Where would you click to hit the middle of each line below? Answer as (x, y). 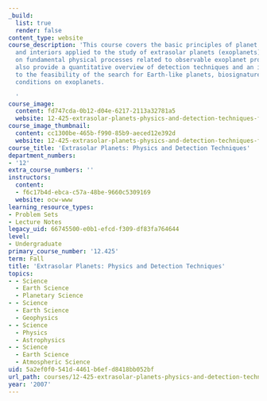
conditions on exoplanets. (60, 82)
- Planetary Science (49, 296)
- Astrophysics (41, 340)
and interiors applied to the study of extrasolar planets (115, 52)
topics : (21, 274)
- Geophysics (37, 318)
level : (19, 237)
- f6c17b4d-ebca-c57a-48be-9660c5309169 (83, 192)
